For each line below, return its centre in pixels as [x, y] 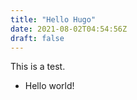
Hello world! [49, 86]
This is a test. [38, 67]
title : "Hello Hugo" [53, 19]
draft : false [37, 38]
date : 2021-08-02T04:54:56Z [69, 29]
